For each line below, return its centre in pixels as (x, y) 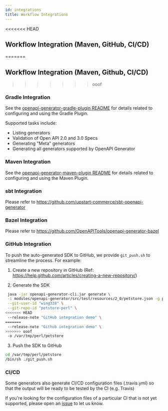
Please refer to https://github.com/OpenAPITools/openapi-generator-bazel (82, 231)
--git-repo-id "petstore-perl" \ (42, 308)
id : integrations (23, 10)
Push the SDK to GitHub (37, 345)
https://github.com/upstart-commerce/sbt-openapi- (90, 202)
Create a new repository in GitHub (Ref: (53, 270)
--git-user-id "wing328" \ (35, 303)
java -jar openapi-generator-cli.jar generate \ (59, 294)
